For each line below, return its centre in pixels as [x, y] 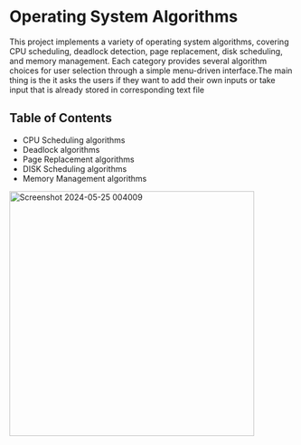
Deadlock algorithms [61, 149]
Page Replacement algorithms [78, 159]
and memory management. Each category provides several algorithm [138, 61]
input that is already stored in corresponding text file [107, 90]
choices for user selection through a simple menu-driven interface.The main [151, 71]
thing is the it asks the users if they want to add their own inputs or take [142, 80]
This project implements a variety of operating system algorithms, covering [149, 42]
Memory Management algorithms [85, 178]
